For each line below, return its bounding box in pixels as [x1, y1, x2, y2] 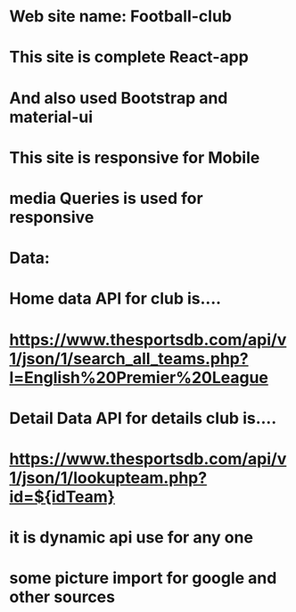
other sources [9, 587, 116, 608]
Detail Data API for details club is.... [9, 408, 277, 428]
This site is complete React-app [9, 47, 250, 68]
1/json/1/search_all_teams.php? [9, 348, 249, 369]
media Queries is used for [9, 188, 203, 208]
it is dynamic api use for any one [9, 527, 254, 548]
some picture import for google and [9, 568, 277, 589]
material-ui [9, 107, 94, 126]
